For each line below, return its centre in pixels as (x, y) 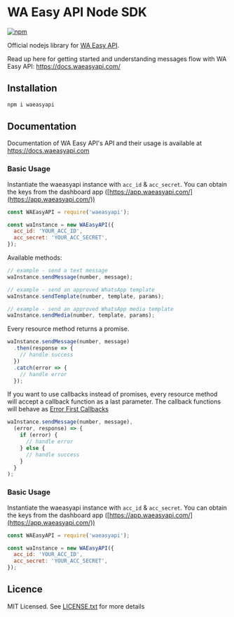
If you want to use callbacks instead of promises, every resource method (112, 394)
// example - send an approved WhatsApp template (81, 290)
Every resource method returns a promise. (68, 329)
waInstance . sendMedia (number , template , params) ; (81, 316)
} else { (33, 448)
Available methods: (35, 258)
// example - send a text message (58, 271)
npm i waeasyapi (31, 105)
